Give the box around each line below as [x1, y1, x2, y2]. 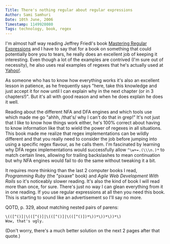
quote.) [5, 233, 20, 239]
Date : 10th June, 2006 [5, 17, 53, 22]
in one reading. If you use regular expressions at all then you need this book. [5, 189, 165, 195]
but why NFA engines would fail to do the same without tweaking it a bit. [5, 157, 156, 164]
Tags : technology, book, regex [5, 26, 72, 32]
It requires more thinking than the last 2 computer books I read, [5, 168, 138, 174]
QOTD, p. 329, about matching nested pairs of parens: [5, 204, 119, 210]
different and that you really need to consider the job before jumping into [5, 136, 157, 142]
